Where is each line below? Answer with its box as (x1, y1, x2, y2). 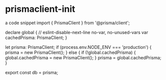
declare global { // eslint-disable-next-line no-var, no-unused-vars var (5, 29, 149, 35)
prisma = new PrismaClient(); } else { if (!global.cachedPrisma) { (5, 49, 136, 55)
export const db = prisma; (5, 69, 58, 75)
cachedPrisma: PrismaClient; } (5, 35, 67, 40)
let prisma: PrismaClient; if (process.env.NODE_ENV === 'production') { (5, 44, 152, 50)
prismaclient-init (5, 3, 75, 15)
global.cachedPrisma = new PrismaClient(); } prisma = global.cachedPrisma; (5, 54, 162, 60)
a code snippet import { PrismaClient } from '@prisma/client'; (5, 20, 130, 26)
